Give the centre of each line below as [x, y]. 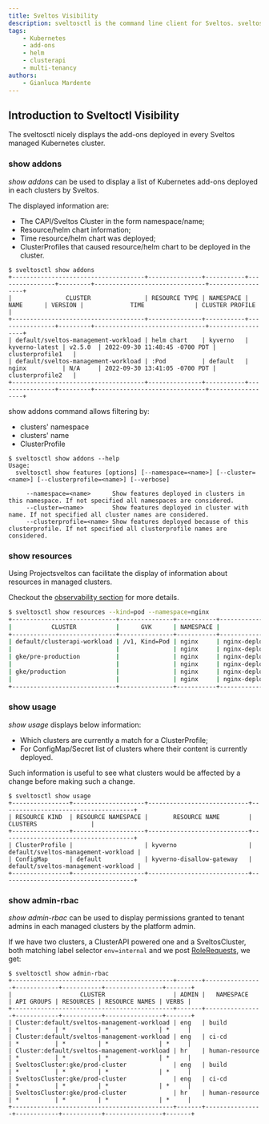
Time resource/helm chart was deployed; [88, 238]
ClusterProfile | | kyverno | [134, 845]
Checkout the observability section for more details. [94, 597]
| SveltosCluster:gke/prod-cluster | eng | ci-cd [118, 1079]
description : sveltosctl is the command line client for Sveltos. [121, 23]
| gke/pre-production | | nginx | [114, 657]
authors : [23, 75]
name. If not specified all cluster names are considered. [109, 514]
